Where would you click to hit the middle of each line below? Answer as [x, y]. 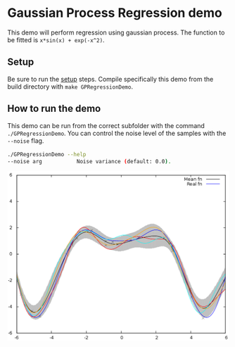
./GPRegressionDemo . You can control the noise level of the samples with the [117, 133]
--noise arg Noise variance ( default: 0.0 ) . [89, 162]
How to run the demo [54, 109]
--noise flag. [26, 140]
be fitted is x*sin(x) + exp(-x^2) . [56, 39]
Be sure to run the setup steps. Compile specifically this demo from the [110, 79]
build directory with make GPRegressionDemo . [70, 87]
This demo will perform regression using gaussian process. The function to [116, 32]
